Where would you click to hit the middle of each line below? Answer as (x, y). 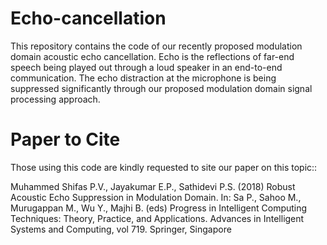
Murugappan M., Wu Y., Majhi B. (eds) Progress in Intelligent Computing (159, 208)
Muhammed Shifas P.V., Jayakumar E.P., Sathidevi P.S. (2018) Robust (153, 186)
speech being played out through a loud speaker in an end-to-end (146, 67)
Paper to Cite (65, 139)
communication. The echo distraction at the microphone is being (143, 78)
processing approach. (55, 99)
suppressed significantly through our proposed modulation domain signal (161, 88)
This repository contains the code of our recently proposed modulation (156, 46)
